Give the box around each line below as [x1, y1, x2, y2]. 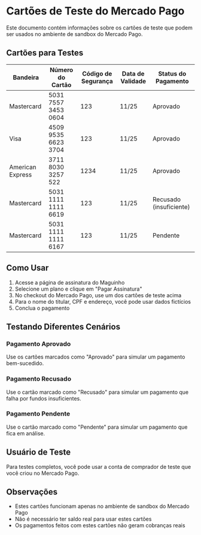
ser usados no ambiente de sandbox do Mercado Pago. [6, 30, 143, 37]
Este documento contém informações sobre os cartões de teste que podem [6, 24, 193, 31]
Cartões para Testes [6, 48, 84, 58]
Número [50, 65, 74, 74]
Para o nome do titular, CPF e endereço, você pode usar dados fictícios [14, 298, 191, 305]
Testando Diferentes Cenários [6, 321, 121, 331]
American [9, 163, 37, 171]
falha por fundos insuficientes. [6, 394, 82, 402]
